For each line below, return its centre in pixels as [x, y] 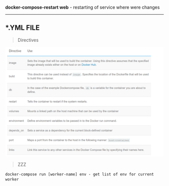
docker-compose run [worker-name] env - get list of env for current [80, 174]
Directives [28, 40]
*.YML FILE [23, 28]
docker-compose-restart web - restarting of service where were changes [82, 7]
